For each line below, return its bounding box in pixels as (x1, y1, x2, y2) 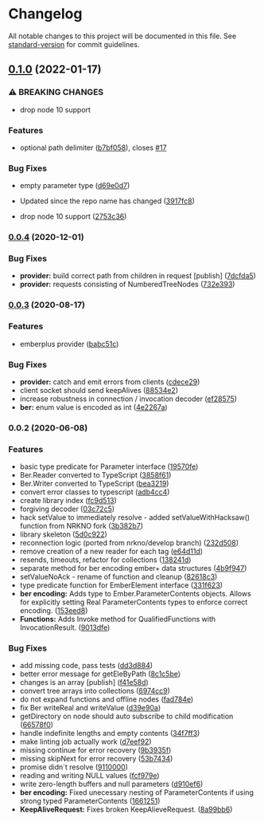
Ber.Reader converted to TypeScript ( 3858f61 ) (19, 470, 172, 480)
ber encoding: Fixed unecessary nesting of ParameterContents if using (19, 788, 254, 797)
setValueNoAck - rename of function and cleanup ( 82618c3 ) (19, 572, 218, 582)
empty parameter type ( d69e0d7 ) (19, 181, 130, 191)
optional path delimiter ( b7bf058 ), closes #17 (19, 143, 167, 152)
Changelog (8, 5, 83, 23)
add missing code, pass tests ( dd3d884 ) (19, 661, 153, 671)
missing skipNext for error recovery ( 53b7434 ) (19, 754, 173, 764)
